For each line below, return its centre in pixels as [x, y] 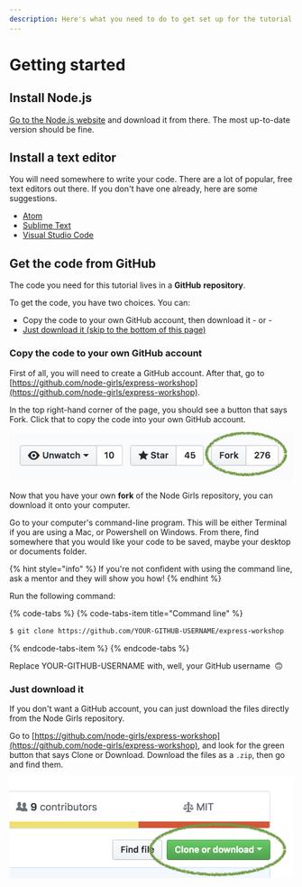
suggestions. [33, 199]
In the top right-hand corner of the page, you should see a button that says [148, 410]
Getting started [68, 65]
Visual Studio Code [58, 236]
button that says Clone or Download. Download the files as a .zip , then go [147, 755]
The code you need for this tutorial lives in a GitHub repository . [128, 285]
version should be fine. [52, 129]
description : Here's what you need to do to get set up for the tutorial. [153, 19]
